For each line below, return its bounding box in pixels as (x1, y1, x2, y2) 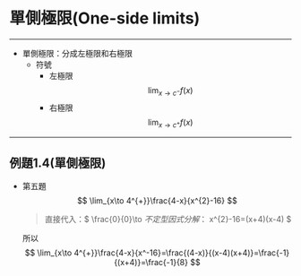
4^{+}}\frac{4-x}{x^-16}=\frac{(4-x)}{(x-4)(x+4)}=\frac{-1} (73, 247, 290, 258)
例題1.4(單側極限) (9, 155, 107, 170)
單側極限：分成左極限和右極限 (21, 47, 133, 58)
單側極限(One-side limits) (9, 8, 201, 29)
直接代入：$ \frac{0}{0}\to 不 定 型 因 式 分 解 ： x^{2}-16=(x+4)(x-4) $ (44, 214, 292, 225)
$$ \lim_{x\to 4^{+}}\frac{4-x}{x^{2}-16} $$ (77, 195, 237, 206)
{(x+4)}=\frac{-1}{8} (113, 257, 188, 268)
